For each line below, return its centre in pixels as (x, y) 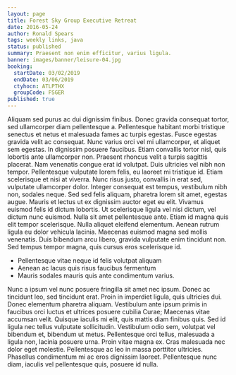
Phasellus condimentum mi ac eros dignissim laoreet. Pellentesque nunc (112, 357)
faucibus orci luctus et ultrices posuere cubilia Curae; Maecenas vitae (108, 312)
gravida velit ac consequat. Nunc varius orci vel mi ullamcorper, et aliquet (114, 142)
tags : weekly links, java (45, 40)
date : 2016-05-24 (33, 27)
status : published (34, 47)
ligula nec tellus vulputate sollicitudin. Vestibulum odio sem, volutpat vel (112, 327)
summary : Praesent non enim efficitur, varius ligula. (89, 54)
